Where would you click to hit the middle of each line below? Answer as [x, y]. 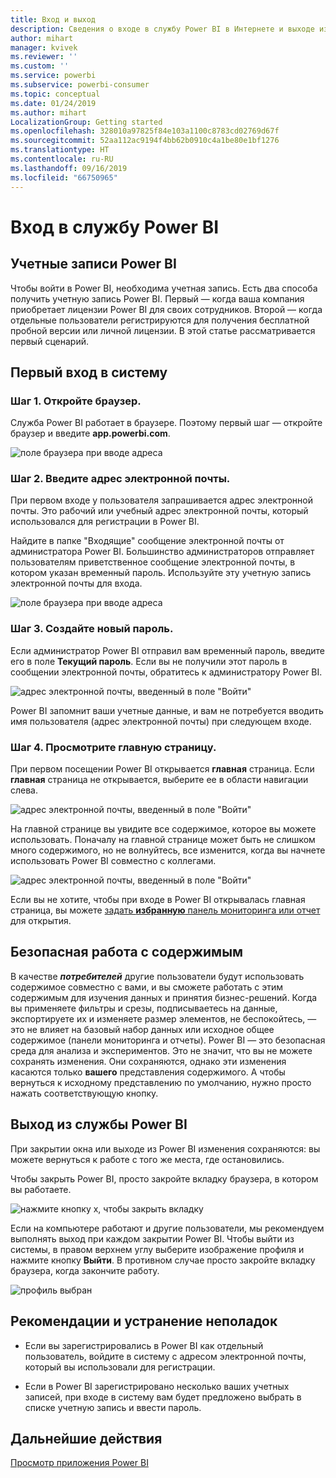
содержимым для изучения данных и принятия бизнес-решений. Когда [164, 997]
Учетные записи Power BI [93, 264]
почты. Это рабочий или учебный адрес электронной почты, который [159, 511]
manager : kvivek [44, 47]
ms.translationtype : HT [60, 150]
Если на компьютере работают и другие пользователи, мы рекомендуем [167, 1228]
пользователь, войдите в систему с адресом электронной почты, [165, 1356]
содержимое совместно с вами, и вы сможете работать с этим [147, 987]
